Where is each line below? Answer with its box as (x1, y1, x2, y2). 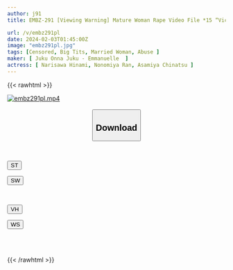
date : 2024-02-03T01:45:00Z (7, 35, 89, 42)
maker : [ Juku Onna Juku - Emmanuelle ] (7, 55, 129, 63)
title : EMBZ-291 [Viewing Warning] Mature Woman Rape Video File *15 (7, 17, 213, 24)
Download (96, 122, 137, 133)
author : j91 (7, 10, 42, 17)
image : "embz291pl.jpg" (7, 42, 76, 49)
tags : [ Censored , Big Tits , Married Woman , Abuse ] (7, 49, 159, 56)
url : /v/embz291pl (7, 29, 60, 36)
